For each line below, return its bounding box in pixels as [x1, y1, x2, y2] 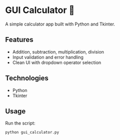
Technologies [5, 74, 49, 82]
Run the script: [5, 120, 35, 126]
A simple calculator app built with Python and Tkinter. [5, 21, 115, 27]
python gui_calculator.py [5, 130, 59, 135]
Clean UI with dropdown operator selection [12, 59, 101, 65]
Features [5, 35, 33, 44]
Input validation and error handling [12, 54, 84, 60]
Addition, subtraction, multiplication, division [12, 48, 104, 54]
